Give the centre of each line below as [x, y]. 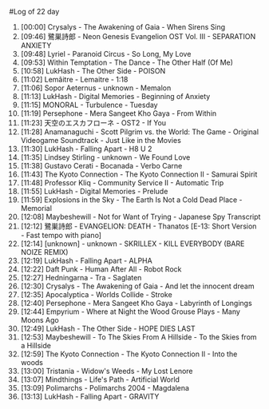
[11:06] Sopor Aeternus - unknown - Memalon [96, 88]
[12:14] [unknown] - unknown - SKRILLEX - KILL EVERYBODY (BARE [133, 244]
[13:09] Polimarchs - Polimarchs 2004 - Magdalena [105, 388]
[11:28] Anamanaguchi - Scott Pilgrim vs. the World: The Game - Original [139, 132]
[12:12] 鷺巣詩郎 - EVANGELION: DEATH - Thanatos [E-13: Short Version [138, 226]
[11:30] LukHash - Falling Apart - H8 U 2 [86, 149]
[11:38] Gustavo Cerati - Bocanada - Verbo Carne [101, 166]
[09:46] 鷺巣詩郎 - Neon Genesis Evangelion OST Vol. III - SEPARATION [138, 36]
